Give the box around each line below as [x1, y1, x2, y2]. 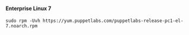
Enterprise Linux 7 [5, 5, 52, 12]
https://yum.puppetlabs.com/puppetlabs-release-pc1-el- [43, 18, 184, 24]
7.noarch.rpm [5, 23, 38, 29]
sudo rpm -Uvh [5, 18, 41, 24]
